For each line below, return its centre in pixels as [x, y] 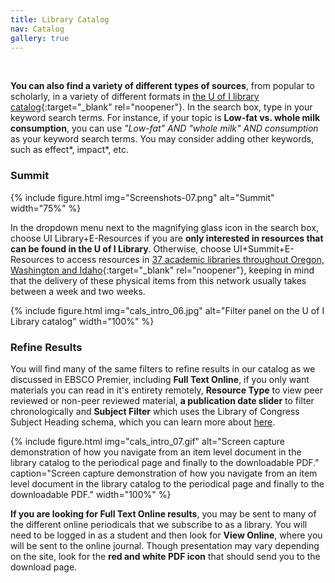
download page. [44, 567]
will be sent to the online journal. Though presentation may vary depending [165, 545]
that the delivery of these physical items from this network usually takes [158, 280]
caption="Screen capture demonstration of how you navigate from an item [164, 473]
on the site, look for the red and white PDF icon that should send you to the [165, 556]
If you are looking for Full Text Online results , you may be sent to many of [163, 513]
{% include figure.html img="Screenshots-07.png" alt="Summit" [142, 197]
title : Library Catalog [60, 19]
